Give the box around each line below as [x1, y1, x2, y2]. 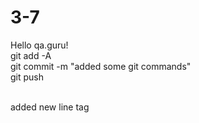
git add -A [10, 49, 52, 61]
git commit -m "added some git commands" [10, 60, 192, 72]
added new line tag [10, 101, 90, 113]
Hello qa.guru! [10, 39, 69, 51]
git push [10, 71, 45, 83]
